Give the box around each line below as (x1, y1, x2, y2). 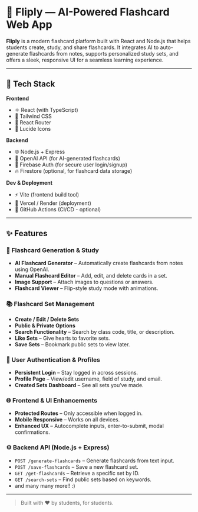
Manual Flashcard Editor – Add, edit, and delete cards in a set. (14, 272, 168, 279)
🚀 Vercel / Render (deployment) (14, 199, 91, 207)
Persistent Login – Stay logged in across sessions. (14, 369, 138, 376)
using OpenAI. (14, 266, 49, 273)
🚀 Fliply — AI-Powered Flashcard (6, 5, 170, 19)
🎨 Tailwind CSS (14, 112, 52, 120)
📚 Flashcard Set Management (6, 300, 95, 308)
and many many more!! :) (14, 482, 75, 489)
